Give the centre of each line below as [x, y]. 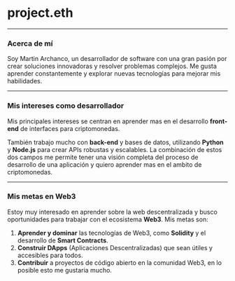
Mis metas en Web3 [42, 196]
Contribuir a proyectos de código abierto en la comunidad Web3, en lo [120, 262]
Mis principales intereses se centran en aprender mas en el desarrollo [108, 121]
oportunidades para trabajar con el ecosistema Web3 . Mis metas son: [108, 219]
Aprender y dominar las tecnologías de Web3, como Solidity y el [112, 233]
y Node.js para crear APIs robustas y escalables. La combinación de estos [115, 149]
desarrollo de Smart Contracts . [63, 240]
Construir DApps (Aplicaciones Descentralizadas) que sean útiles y [115, 247]
